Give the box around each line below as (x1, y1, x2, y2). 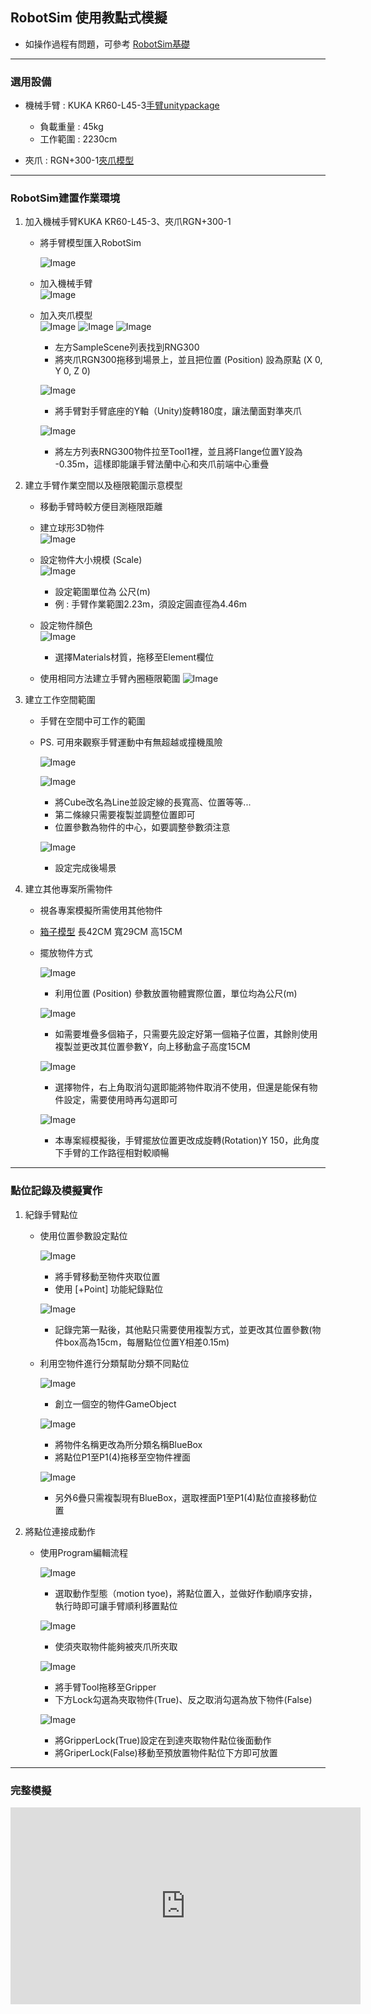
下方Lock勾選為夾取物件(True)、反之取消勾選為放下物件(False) (54, 1693, 313, 1705)
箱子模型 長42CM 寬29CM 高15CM (39, 926, 183, 938)
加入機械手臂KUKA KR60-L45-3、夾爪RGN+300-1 (24, 216, 232, 228)
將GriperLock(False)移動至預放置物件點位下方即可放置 (54, 1746, 278, 1758)
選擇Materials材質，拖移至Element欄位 (54, 651, 215, 663)
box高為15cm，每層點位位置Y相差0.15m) (63, 1336, 230, 1348)
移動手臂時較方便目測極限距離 (39, 501, 163, 513)
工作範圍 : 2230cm (39, 133, 118, 145)
